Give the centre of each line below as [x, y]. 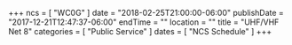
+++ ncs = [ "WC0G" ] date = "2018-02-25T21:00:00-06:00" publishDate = [146, 13]
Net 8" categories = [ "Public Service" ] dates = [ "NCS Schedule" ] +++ [140, 31]
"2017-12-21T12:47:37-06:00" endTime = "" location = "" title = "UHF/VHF [144, 22]
